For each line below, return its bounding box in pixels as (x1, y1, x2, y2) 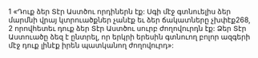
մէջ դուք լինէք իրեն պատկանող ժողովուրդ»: (8, 41, 174, 50)
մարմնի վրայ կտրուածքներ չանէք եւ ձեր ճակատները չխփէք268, (8, 15, 251, 25)
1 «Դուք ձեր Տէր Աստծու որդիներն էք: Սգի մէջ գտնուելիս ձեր (8, 7, 231, 16)
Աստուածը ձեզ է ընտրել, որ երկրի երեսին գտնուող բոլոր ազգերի (8, 32, 251, 41)
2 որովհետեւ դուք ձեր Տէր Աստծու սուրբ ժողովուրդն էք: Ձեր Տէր (8, 24, 247, 33)
